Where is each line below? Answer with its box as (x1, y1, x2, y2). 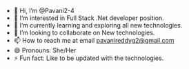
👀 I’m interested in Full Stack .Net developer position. (13, 14, 164, 22)
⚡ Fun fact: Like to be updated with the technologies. (13, 54, 164, 62)
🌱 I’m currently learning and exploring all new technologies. (13, 21, 183, 29)
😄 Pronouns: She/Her (13, 46, 77, 55)
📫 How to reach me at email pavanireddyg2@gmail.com (13, 37, 175, 44)
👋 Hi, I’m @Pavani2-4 (13, 7, 74, 14)
